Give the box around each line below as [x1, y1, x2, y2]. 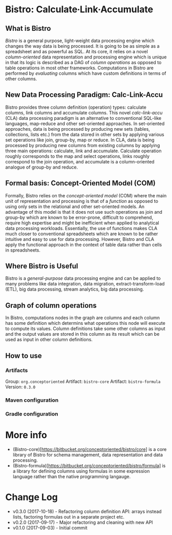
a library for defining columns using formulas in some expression [12, 468, 150, 474]
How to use [5, 351, 42, 360]
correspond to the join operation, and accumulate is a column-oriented [5, 158, 155, 164]
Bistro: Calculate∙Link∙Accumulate [5, 4, 154, 15]
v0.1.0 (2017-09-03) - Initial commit [12, 524, 88, 531]
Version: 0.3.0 [5, 383, 36, 390]
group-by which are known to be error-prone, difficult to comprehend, [5, 214, 154, 220]
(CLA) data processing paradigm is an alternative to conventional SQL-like [5, 115, 162, 121]
